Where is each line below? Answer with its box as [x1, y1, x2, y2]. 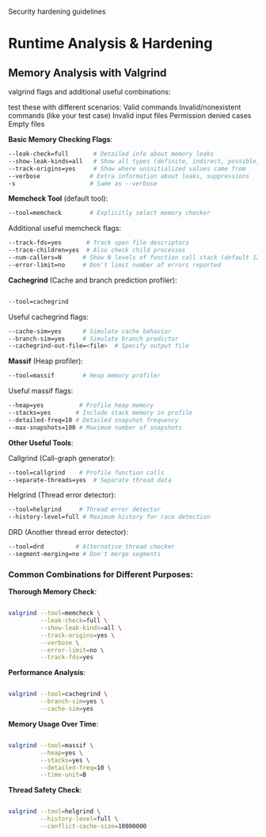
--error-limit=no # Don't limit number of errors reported [8, 261, 222, 269]
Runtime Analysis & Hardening [8, 35, 213, 52]
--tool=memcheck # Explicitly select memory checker [8, 209, 211, 217]
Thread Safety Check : [8, 785, 82, 795]
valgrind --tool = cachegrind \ [8, 690, 108, 698]
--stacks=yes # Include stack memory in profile [8, 409, 193, 417]
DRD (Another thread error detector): [8, 528, 129, 537]
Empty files [8, 119, 45, 129]
